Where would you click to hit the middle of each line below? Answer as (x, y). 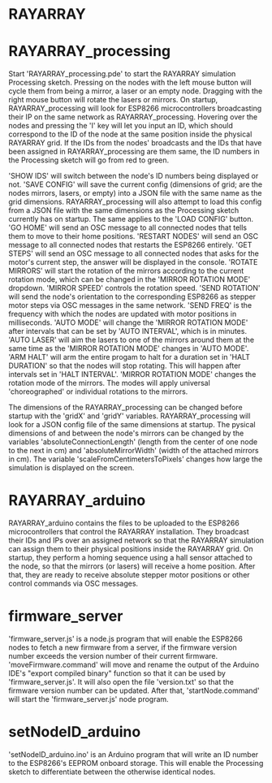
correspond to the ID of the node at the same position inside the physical (130, 134)
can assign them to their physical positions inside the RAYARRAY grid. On (131, 549)
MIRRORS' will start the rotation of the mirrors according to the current (126, 271)
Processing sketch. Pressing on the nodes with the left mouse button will (130, 83)
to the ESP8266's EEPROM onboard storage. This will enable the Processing (136, 763)
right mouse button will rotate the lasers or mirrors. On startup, (113, 100)
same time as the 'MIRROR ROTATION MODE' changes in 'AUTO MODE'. (129, 348)
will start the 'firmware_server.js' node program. (89, 699)
